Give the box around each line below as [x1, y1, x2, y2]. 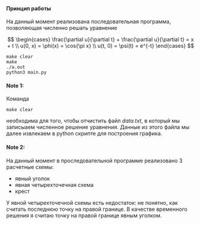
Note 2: [6, 144, 25, 150]
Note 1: [6, 82, 24, 89]
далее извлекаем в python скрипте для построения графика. [6, 130, 163, 137]
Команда [6, 95, 29, 103]
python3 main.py [6, 69, 47, 76]
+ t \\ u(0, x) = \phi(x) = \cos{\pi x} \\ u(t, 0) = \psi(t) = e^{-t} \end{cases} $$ [7, 42, 195, 50]
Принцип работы [6, 5, 51, 12]
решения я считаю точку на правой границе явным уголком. [6, 212, 162, 219]
